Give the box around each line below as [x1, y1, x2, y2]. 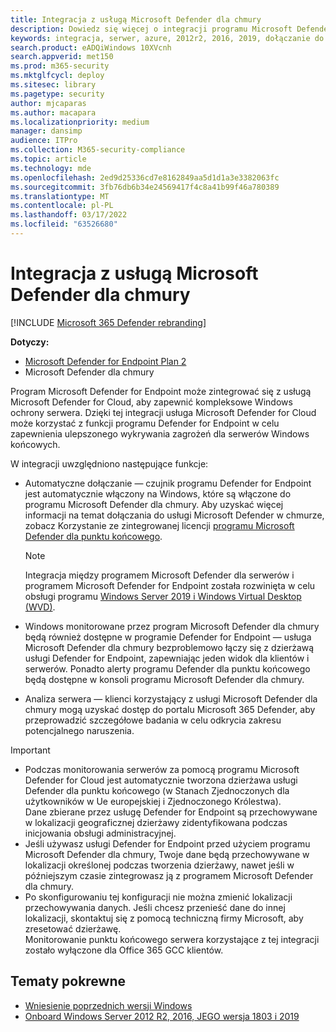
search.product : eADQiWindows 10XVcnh [10, 42, 172, 53]
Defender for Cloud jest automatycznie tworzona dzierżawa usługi [24, 774, 298, 786]
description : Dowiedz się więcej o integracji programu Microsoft [10, 24, 293, 34]
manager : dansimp [10, 126, 83, 136]
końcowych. [10, 438, 61, 450]
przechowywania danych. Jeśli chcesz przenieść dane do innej [24, 901, 286, 913]
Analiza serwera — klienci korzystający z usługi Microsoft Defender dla [24, 692, 318, 705]
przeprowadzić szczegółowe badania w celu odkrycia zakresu [24, 714, 282, 726]
